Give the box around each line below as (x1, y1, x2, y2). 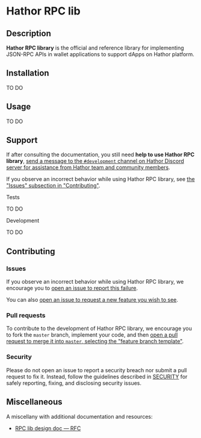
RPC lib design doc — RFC (14, 424, 81, 432)
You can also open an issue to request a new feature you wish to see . (6, 296, 179, 303)
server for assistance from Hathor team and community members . (6, 164, 170, 171)
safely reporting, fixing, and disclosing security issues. (6, 379, 142, 387)
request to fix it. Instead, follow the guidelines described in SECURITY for (6, 373, 188, 380)
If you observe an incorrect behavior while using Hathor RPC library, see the (6, 176, 195, 183)
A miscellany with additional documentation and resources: (6, 413, 153, 420)
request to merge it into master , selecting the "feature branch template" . (6, 338, 184, 345)
